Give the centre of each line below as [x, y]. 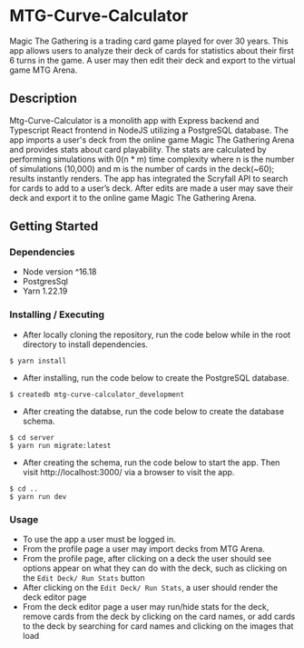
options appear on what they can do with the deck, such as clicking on [155, 568]
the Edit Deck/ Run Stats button [83, 578]
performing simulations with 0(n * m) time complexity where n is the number [152, 159]
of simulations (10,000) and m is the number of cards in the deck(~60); [142, 168]
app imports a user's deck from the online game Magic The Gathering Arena [152, 140]
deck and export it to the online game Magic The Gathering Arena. [133, 197]
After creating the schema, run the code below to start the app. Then [151, 462]
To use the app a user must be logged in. [99, 539]
